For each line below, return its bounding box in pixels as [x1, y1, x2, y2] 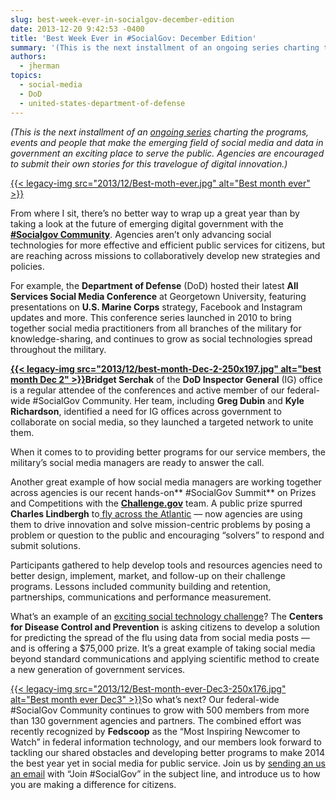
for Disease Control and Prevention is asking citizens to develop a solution [10, 621, 321, 633]
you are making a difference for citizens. [10, 778, 177, 790]
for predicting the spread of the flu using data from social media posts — [10, 631, 310, 643]
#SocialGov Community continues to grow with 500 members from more [10, 704, 310, 716]
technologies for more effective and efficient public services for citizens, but [10, 239, 326, 251]
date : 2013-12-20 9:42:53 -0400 [10, 24, 145, 34]
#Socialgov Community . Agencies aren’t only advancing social [10, 228, 272, 240]
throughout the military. [10, 343, 107, 355]
